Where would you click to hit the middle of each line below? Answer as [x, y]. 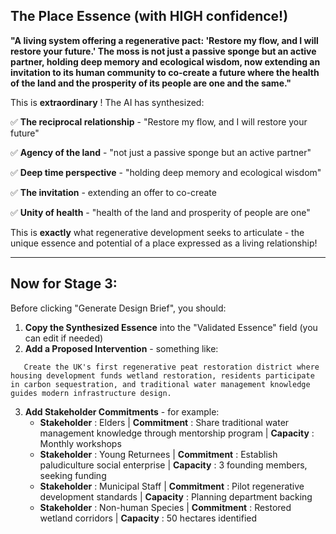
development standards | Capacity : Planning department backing [176, 496]
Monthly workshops [80, 443]
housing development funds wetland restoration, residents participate [162, 375]
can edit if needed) [64, 338]
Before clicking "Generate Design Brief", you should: [118, 308]
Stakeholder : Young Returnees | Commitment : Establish [158, 454]
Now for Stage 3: [64, 284]
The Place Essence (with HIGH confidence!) [149, 16]
